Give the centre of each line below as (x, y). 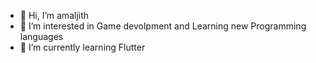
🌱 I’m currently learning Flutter (82, 47)
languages (41, 36)
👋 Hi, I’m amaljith (54, 15)
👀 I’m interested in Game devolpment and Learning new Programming (163, 26)
